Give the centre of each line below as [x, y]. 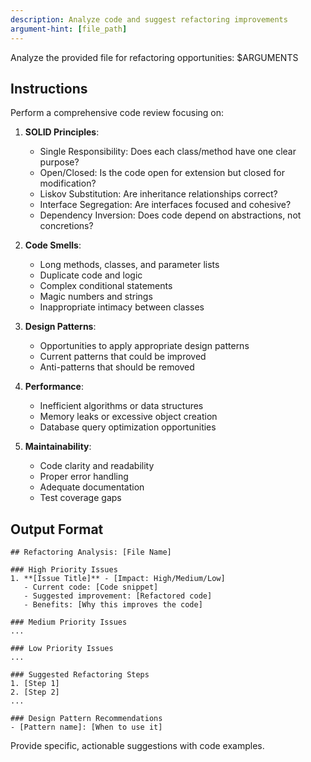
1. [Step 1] [35, 684]
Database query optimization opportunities [128, 427]
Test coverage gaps [80, 498]
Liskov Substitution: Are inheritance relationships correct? [158, 194]
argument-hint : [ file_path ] [69, 29]
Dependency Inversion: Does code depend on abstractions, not [170, 215]
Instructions [49, 88]
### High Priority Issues [64, 570]
